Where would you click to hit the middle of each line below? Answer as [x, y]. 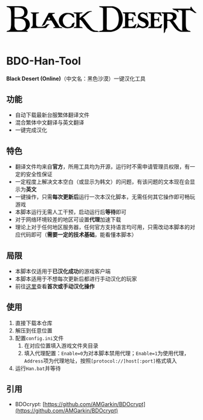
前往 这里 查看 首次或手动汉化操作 [55, 286]
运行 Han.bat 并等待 [38, 368]
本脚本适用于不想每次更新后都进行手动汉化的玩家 [76, 279]
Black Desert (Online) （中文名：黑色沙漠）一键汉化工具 [76, 79]
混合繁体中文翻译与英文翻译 [50, 123]
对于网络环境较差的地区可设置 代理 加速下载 [68, 219]
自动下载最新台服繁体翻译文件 [52, 115]
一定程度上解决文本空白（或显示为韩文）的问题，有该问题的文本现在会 [102, 182]
